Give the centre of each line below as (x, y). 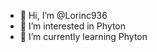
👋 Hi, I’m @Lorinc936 (63, 15)
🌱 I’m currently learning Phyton (83, 36)
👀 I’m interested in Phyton (73, 26)
